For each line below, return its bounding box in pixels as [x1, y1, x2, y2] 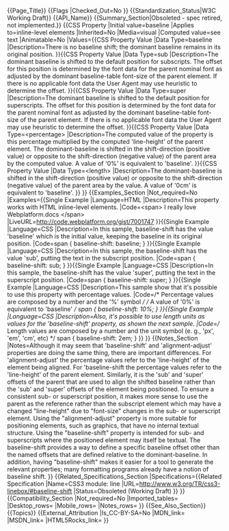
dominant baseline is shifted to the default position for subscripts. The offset [7, 58, 223, 65]
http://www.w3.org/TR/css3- [139, 480, 221, 488]
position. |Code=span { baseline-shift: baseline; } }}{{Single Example [7, 240, 201, 247]
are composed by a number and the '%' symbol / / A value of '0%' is [7, 298, 200, 306]
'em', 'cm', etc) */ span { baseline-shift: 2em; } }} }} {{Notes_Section [7, 334, 198, 342]
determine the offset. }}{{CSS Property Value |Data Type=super [7, 86, 187, 95]
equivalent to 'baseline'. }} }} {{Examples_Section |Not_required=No [7, 188, 198, 197]
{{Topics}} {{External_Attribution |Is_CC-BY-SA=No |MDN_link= [7, 509, 185, 517]
